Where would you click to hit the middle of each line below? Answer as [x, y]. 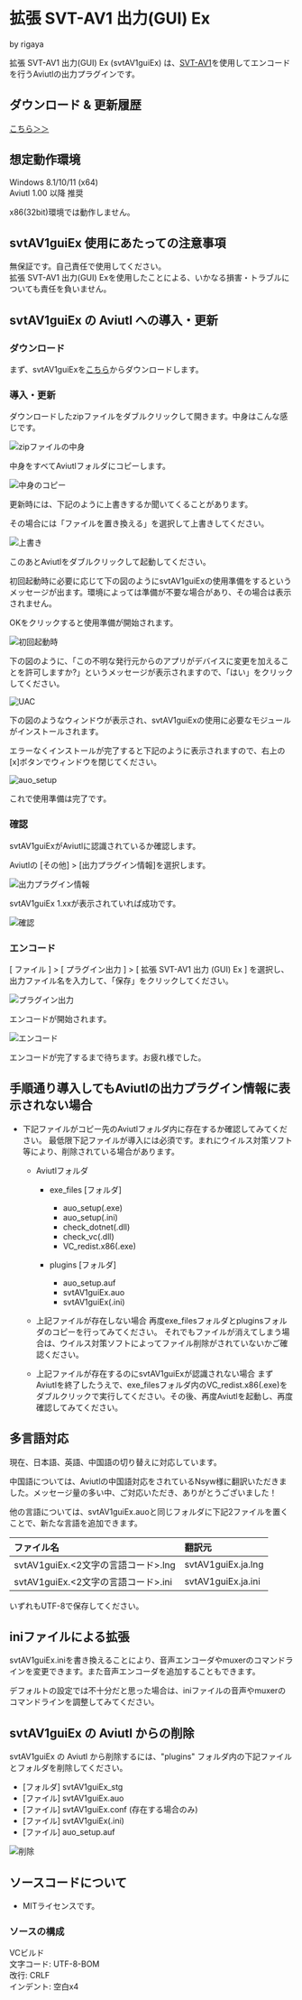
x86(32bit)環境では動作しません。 [72, 212]
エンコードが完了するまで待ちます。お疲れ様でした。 [108, 1057]
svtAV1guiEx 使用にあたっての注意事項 [118, 243]
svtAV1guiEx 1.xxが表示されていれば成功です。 [95, 903]
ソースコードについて [69, 1882]
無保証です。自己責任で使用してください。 [88, 266]
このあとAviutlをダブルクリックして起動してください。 [110, 562]
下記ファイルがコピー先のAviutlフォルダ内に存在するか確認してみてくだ [155, 1129]
